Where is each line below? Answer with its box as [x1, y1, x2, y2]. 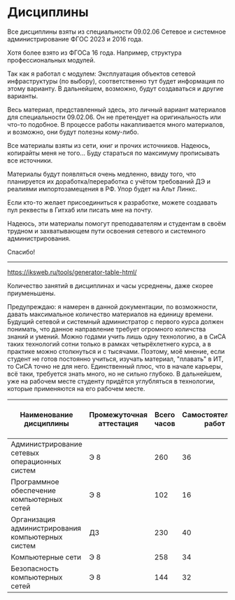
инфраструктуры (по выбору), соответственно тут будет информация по [7, 76, 225, 85]
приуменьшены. [7, 289, 56, 297]
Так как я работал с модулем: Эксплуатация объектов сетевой [7, 69, 196, 78]
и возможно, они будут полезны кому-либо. [7, 128, 139, 136]
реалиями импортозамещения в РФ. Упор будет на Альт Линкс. [7, 184, 198, 193]
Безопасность [10, 564, 59, 573]
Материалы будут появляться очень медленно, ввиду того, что [7, 170, 197, 178]
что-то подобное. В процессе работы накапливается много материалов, [7, 120, 225, 128]
